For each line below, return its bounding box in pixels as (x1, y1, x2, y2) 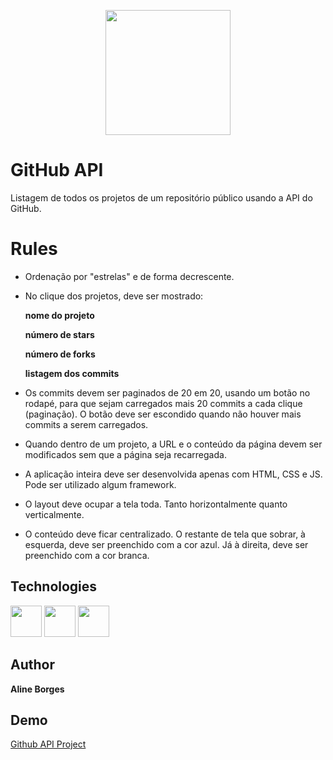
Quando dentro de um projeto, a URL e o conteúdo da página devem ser (24, 438, 323, 450)
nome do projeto (24, 309, 95, 321)
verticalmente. (24, 508, 85, 520)
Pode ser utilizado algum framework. (24, 478, 177, 490)
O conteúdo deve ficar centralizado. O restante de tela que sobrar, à (24, 528, 306, 540)
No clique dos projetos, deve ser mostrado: (24, 290, 204, 302)
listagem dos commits (24, 367, 120, 379)
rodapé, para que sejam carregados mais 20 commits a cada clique (24, 397, 303, 409)
